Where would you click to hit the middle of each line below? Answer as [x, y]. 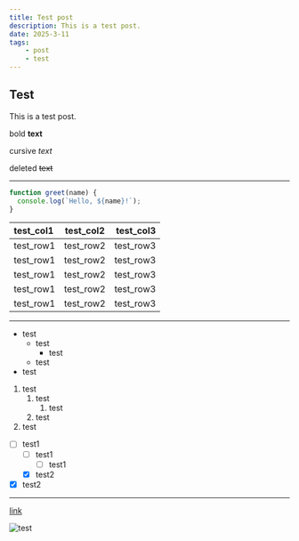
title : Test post [41, 17]
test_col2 [85, 230]
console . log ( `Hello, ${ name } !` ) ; [79, 201]
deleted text [31, 168]
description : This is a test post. [75, 26]
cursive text [31, 150]
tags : [19, 42]
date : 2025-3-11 [39, 34]
